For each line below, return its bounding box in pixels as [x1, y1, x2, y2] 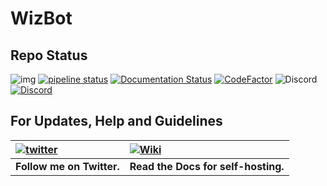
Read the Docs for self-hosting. [129, 159, 285, 173]
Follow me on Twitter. [15, 159, 120, 173]
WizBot [10, 7, 73, 30]
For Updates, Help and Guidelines [10, 113, 223, 130]
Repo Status [10, 47, 88, 64]
